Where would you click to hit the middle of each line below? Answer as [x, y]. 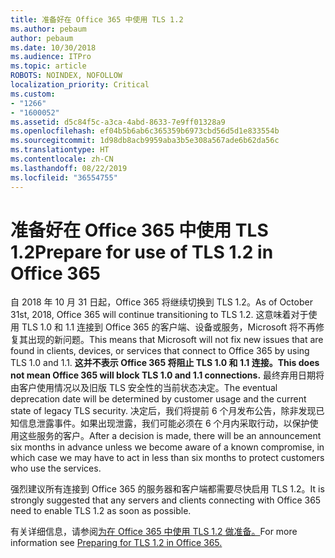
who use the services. [56, 468]
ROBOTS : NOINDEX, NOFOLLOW [66, 76]
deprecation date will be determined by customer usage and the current [158, 399]
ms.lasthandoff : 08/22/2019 [69, 168]
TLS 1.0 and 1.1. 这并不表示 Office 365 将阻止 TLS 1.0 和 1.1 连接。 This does [165, 363]
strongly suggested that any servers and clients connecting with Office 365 [166, 500]
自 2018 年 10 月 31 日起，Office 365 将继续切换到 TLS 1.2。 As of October [161, 302]
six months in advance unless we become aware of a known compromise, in [167, 447]
